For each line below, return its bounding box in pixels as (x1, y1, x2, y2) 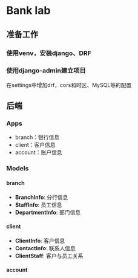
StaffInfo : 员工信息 (15, 201, 62, 208)
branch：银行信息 (15, 134, 60, 141)
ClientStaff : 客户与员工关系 (15, 252, 84, 259)
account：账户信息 (15, 149, 62, 156)
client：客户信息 (15, 141, 56, 149)
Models (6, 164, 29, 173)
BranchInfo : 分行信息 (15, 193, 68, 201)
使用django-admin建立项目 (6, 66, 86, 75)
